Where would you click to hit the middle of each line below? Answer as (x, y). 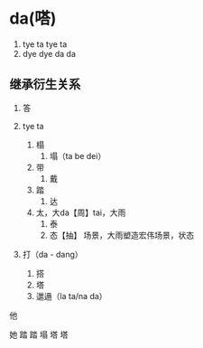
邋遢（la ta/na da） (71, 296)
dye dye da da (49, 53)
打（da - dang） (52, 254)
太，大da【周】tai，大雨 (81, 212)
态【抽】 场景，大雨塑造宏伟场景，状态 (122, 235)
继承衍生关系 (45, 85)
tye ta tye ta (45, 44)
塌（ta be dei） (78, 155)
